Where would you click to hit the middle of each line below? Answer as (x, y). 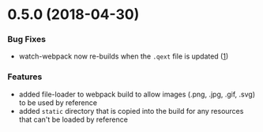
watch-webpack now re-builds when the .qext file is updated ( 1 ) (124, 56)
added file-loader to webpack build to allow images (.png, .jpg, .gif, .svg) (137, 94)
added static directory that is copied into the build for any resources (131, 111)
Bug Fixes (27, 40)
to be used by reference (58, 102)
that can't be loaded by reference (73, 119)
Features (25, 77)
